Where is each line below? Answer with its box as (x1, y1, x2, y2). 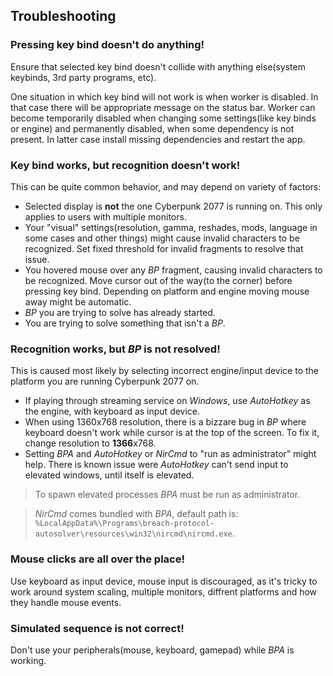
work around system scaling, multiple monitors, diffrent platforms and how (10, 585, 318, 598)
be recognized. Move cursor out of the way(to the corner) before (24, 274, 293, 286)
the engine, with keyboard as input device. (24, 405, 201, 418)
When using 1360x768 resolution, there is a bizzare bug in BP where (24, 416, 307, 428)
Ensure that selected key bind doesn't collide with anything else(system (10, 60, 306, 73)
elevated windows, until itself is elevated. (24, 469, 195, 481)
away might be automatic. (24, 295, 132, 308)
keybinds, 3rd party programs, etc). (10, 71, 157, 83)
